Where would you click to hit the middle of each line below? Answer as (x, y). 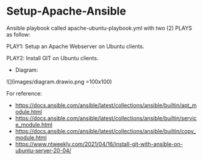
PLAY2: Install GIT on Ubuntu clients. (52, 58)
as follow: (18, 34)
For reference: (24, 93)
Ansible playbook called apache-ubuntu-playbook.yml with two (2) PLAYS (99, 28)
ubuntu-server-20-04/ (43, 150)
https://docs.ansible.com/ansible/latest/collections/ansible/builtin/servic (106, 118)
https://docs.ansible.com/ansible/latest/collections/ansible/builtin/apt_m (106, 105)
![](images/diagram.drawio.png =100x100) (59, 82)
